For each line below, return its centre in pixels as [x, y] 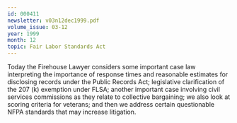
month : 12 [22, 40]
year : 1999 [23, 34]
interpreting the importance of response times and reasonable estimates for [118, 74]
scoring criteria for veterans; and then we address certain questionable [111, 104]
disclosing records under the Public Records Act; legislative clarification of [116, 82]
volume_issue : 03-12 [38, 27]
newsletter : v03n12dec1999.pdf [53, 20]
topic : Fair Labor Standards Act [57, 47]
